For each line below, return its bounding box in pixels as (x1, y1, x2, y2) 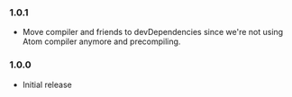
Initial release (22, 79, 72, 90)
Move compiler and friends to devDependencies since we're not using (22, 27, 284, 38)
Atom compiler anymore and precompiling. (22, 36, 181, 47)
